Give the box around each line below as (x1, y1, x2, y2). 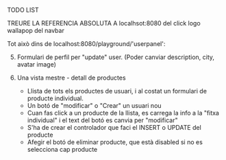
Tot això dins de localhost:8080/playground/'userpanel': (7, 40, 166, 47)
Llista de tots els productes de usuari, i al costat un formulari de (27, 87, 208, 95)
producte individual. (27, 94, 84, 102)
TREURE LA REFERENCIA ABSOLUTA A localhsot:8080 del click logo (7, 19, 201, 27)
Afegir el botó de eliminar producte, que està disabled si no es (27, 138, 203, 146)
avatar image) (16, 60, 57, 68)
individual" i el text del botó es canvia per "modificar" (27, 116, 178, 124)
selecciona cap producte (27, 146, 98, 153)
